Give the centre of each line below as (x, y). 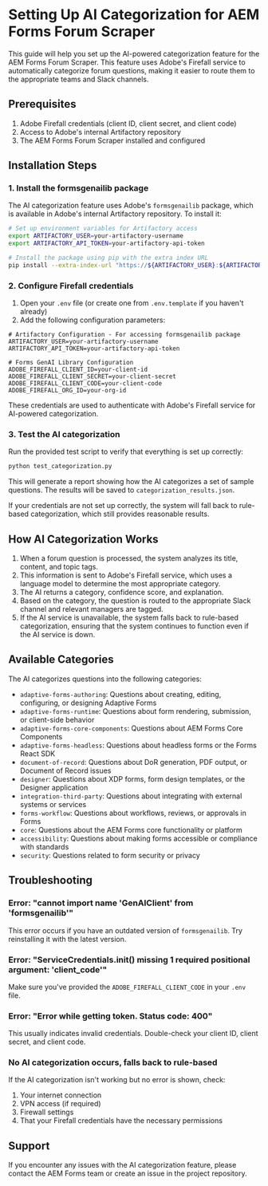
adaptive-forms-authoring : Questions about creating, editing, (120, 694)
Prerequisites (42, 104)
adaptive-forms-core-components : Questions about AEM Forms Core (131, 728)
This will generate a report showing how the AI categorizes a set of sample (131, 482)
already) (33, 312)
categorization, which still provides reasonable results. (120, 514)
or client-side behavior (57, 719)
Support (29, 1146)
